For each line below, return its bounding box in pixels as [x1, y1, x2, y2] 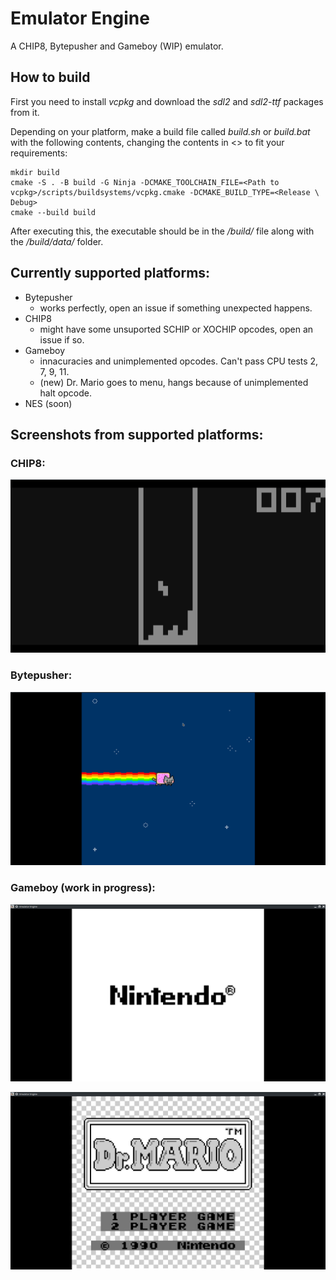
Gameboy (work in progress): [10, 881, 156, 895]
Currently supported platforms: [10, 265, 211, 282]
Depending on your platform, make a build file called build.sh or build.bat [10, 125, 311, 137]
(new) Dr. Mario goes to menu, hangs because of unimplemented [39, 376, 309, 388]
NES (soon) [24, 397, 73, 409]
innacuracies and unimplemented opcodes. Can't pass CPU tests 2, [39, 355, 319, 367]
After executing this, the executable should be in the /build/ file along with [10, 225, 315, 237]
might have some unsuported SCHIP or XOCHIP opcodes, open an [39, 323, 314, 335]
